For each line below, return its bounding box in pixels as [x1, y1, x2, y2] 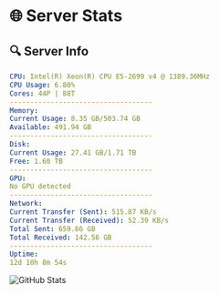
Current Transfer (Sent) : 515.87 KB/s [9, 208, 157, 217]
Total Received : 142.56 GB [9, 233, 112, 242]
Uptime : [9, 249, 39, 259]
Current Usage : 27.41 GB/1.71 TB [9, 147, 137, 157]
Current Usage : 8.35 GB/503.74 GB [9, 115, 141, 124]
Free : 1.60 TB [9, 157, 64, 166]
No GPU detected [9, 182, 71, 191]
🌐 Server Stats [9, 5, 123, 26]
